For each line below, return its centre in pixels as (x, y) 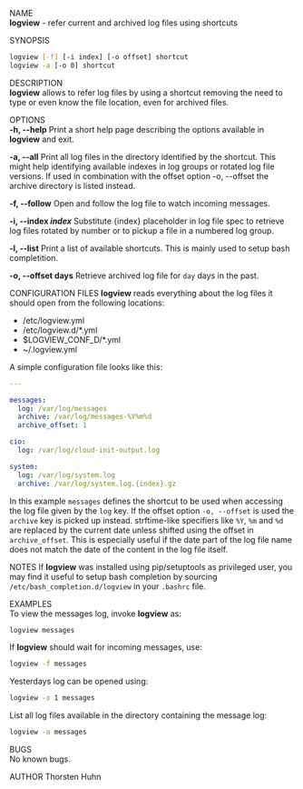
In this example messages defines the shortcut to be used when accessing (147, 501)
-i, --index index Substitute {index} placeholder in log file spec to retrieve (147, 221)
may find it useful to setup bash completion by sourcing (113, 576)
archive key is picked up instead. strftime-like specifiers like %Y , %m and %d (147, 520)
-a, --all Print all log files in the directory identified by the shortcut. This (143, 156)
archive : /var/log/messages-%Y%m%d (85, 417)
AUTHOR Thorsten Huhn (55, 777)
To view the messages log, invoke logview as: (95, 614)
